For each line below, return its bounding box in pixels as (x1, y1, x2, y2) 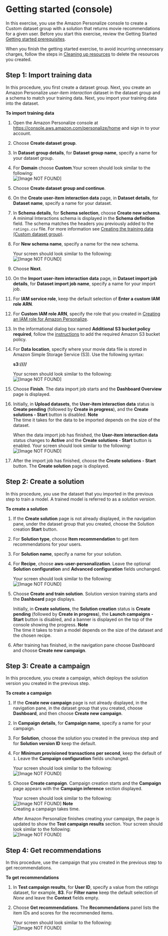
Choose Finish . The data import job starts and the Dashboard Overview (12, 386, 162, 392)
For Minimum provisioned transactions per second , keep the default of (12, 750, 162, 756)
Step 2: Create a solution (5, 478, 84, 486)
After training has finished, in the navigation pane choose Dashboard (12, 642, 155, 648)
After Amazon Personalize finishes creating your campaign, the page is (12, 816, 159, 822)
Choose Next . (12, 266, 42, 272)
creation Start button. (12, 526, 58, 532)
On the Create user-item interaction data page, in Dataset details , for (12, 194, 158, 201)
